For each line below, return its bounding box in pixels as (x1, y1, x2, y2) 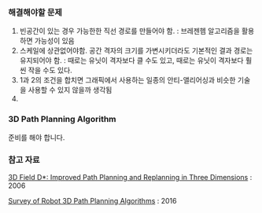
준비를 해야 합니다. (8, 132, 65, 142)
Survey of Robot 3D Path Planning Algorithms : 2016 (8, 196, 177, 205)
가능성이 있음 (34, 36, 75, 46)
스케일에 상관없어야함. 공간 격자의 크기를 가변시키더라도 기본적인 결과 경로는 (19, 46, 253, 56)
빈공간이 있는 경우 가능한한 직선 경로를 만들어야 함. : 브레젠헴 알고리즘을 (19, 26, 240, 36)
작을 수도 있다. (28, 65, 72, 75)
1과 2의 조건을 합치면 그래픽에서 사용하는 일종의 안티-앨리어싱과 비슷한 (19, 75, 236, 85)
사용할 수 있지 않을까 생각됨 (28, 85, 113, 95)
